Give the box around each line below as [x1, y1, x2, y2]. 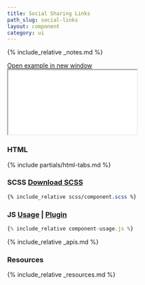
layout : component [7, 23, 60, 30]
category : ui [7, 29, 45, 36]
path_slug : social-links [7, 17, 78, 23]
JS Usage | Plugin [7, 209, 67, 219]
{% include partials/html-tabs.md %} [7, 160, 111, 169]
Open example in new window [7, 61, 93, 70]
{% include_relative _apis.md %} [7, 237, 99, 246]
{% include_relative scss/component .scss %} [7, 193, 137, 200]
